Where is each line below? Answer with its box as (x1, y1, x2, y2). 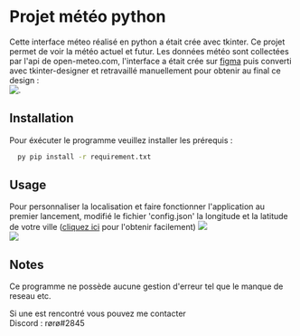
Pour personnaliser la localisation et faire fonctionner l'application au (9, 201, 265, 212)
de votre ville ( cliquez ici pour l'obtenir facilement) (9, 222, 196, 233)
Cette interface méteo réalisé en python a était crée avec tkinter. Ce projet (9, 36, 286, 47)
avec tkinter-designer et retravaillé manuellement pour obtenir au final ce (9, 65, 282, 76)
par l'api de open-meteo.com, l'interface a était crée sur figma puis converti (9, 55, 292, 66)
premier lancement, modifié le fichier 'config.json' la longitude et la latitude (9, 211, 288, 222)
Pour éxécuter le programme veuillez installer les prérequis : (9, 134, 233, 146)
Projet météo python (9, 6, 166, 27)
